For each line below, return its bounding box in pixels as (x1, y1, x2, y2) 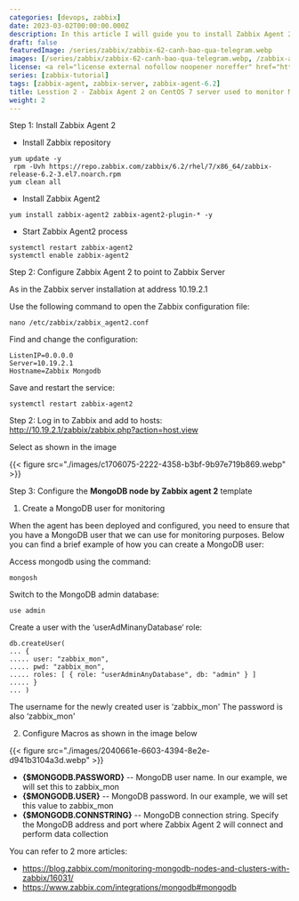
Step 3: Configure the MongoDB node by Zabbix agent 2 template (9, 486, 253, 496)
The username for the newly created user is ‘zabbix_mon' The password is (9, 702, 283, 712)
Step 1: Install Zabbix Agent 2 (9, 120, 116, 131)
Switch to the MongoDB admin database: (9, 589, 160, 600)
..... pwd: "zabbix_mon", (9, 663, 105, 672)
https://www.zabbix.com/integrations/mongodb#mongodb (21, 882, 238, 893)
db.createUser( (9, 640, 66, 648)
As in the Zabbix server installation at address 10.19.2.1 (9, 284, 208, 294)
